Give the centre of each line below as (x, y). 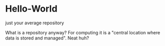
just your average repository (35, 23)
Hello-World (31, 9)
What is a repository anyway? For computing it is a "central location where (83, 32)
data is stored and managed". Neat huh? (47, 38)
